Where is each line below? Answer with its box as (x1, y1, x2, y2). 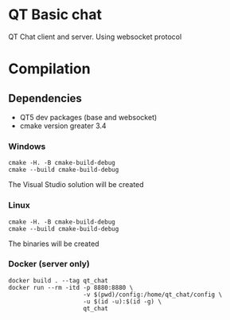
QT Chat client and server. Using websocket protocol (8, 32, 182, 41)
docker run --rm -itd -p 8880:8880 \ (8, 283, 134, 291)
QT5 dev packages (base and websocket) (19, 112, 158, 122)
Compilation (8, 60, 91, 78)
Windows (8, 141, 46, 152)
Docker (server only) (8, 259, 90, 270)
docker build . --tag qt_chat (8, 276, 109, 284)
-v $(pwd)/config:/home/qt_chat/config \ (83, 291, 223, 299)
